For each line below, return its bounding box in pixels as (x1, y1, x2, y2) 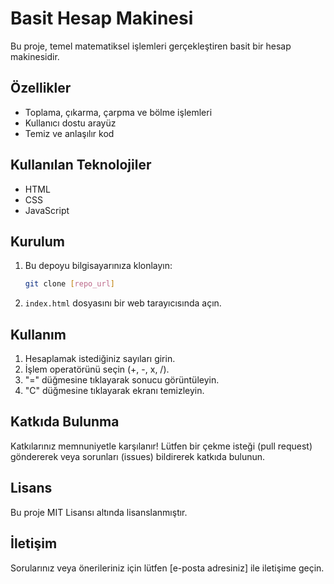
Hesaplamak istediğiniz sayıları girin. (24, 353, 176, 365)
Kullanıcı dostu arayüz (24, 117, 117, 129)
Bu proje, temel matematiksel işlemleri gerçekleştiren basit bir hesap (10, 40, 292, 52)
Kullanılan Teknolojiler (10, 157, 152, 174)
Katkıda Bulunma (10, 413, 120, 431)
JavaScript (24, 204, 70, 216)
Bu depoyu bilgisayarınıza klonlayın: (24, 260, 173, 272)
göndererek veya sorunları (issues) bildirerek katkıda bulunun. (10, 450, 266, 462)
